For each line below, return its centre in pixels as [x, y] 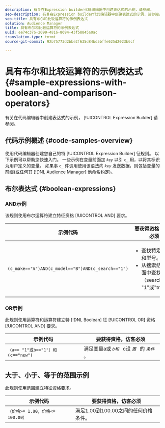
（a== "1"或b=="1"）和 [32, 350]
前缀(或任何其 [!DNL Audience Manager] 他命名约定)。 [60, 172]
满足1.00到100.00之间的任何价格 [114, 411]
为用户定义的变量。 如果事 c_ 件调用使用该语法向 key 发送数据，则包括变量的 [82, 165]
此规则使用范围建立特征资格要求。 [40, 388]
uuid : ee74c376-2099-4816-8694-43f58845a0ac [51, 32]
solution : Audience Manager [34, 23]
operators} [28, 103]
